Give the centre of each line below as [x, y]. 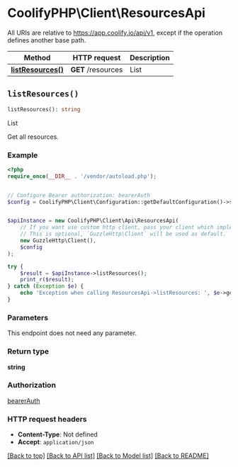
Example [23, 155]
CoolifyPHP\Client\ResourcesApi [106, 13]
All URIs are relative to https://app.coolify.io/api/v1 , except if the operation [115, 33]
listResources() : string [44, 109]
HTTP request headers [47, 419]
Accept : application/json [56, 442]
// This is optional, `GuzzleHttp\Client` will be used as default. [123, 234]
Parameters [28, 317]
